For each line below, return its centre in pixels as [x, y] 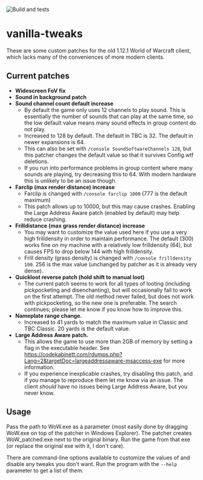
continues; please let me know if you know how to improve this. [103, 309]
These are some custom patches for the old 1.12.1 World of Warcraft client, [98, 50]
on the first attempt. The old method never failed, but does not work [109, 296]
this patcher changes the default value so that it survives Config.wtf [109, 155]
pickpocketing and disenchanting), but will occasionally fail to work [108, 290]
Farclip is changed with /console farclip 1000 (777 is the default [106, 193]
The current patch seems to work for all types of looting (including [107, 283]
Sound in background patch [51, 97]
